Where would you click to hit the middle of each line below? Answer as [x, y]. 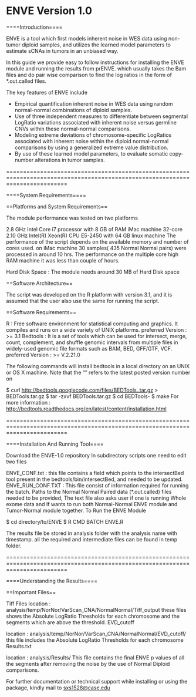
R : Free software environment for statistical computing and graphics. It [92, 324]
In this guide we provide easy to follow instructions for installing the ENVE [95, 62]
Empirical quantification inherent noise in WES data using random [94, 103]
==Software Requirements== [41, 312]
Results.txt [19, 646]
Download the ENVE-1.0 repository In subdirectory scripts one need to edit [96, 455]
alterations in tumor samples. [70, 160]
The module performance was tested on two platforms [72, 218]
